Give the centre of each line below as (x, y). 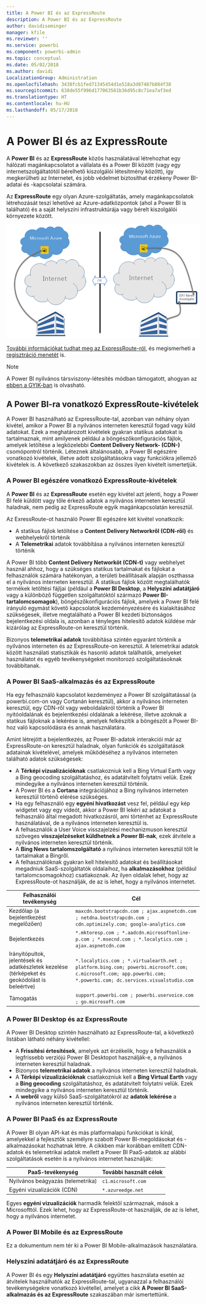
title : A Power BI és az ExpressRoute (56, 13)
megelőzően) (26, 923)
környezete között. (30, 215)
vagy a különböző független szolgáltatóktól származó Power (83, 595)
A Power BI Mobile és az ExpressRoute (65, 1232)
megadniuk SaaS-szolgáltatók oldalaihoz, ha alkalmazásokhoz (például (106, 868)
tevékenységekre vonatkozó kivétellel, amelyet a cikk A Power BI (88, 1288)
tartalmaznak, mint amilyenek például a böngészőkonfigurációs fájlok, (94, 438)
